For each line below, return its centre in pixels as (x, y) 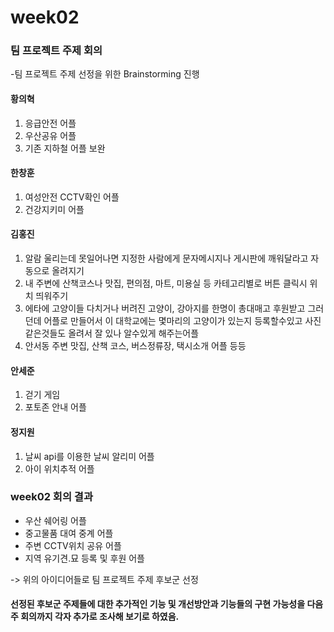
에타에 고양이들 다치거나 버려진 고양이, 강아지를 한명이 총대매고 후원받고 (165, 308)
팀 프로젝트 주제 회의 (56, 51)
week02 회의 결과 (51, 497)
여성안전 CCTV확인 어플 (72, 197)
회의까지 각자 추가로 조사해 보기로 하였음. (100, 617)
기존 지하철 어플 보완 (65, 148)
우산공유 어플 (50, 135)
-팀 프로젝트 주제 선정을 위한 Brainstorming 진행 (105, 74)
